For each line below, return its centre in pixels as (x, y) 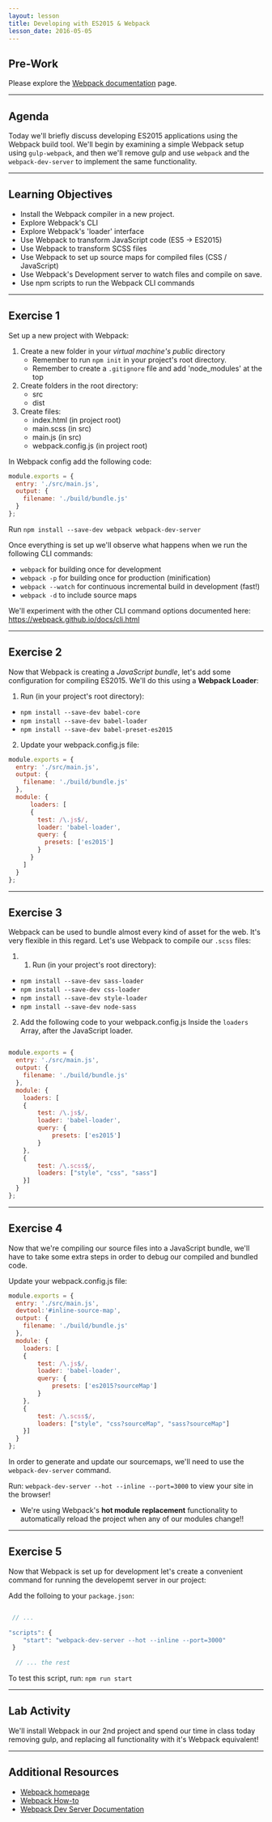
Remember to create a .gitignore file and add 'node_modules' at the (147, 368)
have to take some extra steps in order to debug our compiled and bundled (133, 1256)
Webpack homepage (55, 1792)
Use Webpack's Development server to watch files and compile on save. (141, 274)
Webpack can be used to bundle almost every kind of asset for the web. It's (135, 932)
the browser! (30, 1495)
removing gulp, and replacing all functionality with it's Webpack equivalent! (134, 1739)
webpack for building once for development (91, 569)
